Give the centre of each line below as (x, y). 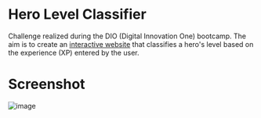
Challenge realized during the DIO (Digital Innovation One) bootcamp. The (127, 36)
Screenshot (47, 84)
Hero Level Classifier (77, 14)
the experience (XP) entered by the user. (74, 52)
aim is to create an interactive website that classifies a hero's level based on (131, 44)
